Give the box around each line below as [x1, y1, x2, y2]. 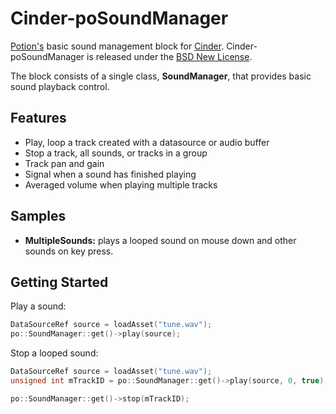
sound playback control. [10, 80, 110, 92]
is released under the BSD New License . [86, 50, 253, 62]
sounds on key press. [24, 245, 114, 257]
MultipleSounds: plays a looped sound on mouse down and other [24, 234, 297, 246]
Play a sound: [10, 300, 67, 312]
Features [10, 110, 67, 127]
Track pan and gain [24, 157, 105, 169]
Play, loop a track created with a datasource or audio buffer [24, 136, 270, 148]
